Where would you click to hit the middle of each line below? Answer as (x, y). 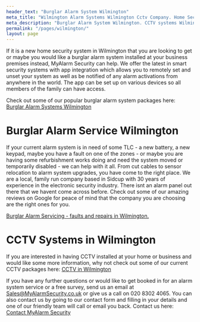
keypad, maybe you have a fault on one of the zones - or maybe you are (95, 154)
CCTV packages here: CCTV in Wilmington (59, 269)
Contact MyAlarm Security (39, 312)
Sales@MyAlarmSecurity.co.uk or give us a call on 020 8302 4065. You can (99, 293)
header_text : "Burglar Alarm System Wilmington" (68, 12)
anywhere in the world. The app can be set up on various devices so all (94, 83)
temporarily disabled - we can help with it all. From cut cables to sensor (94, 166)
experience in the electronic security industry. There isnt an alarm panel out (99, 185)
